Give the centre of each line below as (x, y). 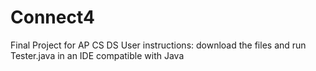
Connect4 (52, 17)
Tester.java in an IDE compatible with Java (97, 55)
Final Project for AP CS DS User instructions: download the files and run (158, 45)
